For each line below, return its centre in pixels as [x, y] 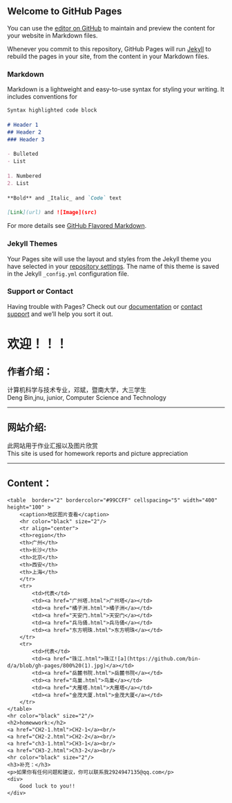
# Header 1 [23, 125]
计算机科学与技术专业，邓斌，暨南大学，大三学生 [77, 389]
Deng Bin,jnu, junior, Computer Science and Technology [87, 397]
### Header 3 [26, 139]
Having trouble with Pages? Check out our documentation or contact [105, 306]
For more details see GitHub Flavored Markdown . [77, 226]
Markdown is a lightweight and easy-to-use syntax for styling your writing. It [116, 89]
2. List [18, 183]
